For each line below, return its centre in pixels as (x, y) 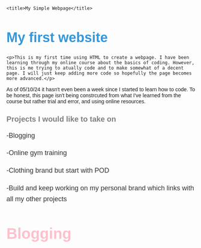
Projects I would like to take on (61, 119)
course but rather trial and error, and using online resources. (76, 101)
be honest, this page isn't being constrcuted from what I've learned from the (94, 95)
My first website (57, 38)
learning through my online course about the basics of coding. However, (100, 62)
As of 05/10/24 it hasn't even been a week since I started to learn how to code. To (101, 89)
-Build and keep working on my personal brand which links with (100, 188)
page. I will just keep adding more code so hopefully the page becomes (99, 73)
